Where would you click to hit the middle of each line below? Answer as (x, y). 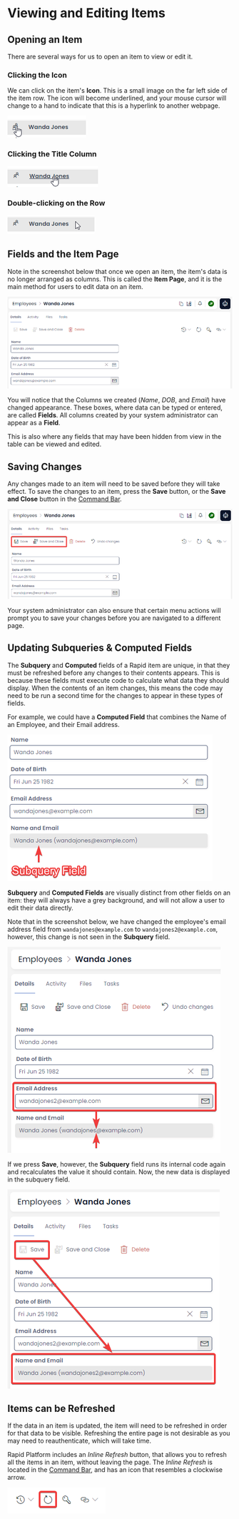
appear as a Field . (34, 423)
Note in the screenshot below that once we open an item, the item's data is (117, 271)
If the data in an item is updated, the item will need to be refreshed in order (117, 1426)
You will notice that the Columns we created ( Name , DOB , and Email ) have (117, 400)
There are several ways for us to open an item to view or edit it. (100, 56)
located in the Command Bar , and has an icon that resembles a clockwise (115, 1470)
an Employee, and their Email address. (63, 724)
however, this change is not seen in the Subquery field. (89, 937)
